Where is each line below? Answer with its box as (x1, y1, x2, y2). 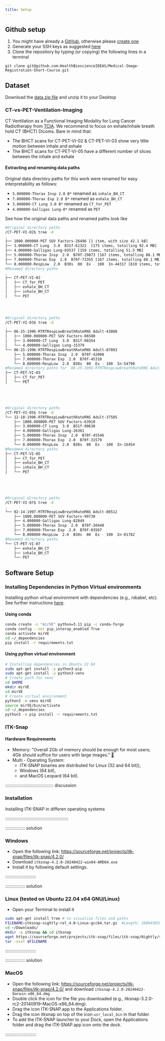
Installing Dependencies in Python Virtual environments (5, 583, 141, 590)
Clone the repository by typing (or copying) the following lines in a (12, 49, 146, 55)
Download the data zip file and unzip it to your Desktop (5, 94, 116, 100)
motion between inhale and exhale (12, 143, 82, 149)
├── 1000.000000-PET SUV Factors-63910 (14, 419, 96, 424)
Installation (5, 795, 33, 802)
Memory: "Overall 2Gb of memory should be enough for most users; (12, 747, 151, 753)
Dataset (5, 81, 30, 89)
